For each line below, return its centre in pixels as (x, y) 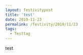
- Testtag (20, 34)
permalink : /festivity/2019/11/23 (42, 24)
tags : (11, 29)
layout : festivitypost (29, 10)
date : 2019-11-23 (24, 19)
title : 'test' (20, 15)
